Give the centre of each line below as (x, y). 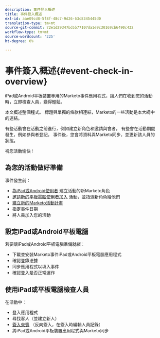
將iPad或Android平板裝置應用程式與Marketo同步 (60, 331)
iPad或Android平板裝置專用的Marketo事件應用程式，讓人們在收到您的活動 (79, 96)
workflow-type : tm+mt (27, 32)
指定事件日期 (25, 209)
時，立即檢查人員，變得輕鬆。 (35, 101)
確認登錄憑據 (25, 261)
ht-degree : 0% (19, 41)
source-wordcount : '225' (30, 37)
